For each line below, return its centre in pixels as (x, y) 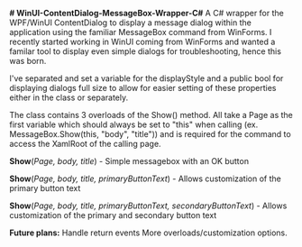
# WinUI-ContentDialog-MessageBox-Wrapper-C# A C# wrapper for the (146, 13)
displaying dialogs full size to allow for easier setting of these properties (143, 88)
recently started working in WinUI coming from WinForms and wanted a (142, 41)
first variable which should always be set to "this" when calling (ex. (134, 124)
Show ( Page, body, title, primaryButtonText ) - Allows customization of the (145, 178)
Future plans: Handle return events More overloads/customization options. (148, 233)
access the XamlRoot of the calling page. (85, 144)
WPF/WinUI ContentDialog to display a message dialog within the (131, 23)
